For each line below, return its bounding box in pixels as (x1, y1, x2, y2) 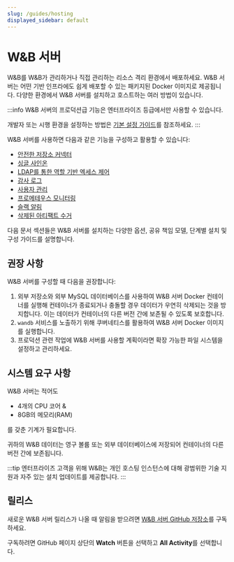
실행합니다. (24, 327, 56, 336)
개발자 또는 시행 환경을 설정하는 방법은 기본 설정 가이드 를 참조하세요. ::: (7, 120, 200, 129)
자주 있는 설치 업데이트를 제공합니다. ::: (20, 473, 126, 481)
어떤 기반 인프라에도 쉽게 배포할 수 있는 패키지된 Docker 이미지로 (20, 82, 198, 91)
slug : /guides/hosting (7, 10, 73, 17)
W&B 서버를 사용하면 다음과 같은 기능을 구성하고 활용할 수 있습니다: (7, 136, 191, 144)
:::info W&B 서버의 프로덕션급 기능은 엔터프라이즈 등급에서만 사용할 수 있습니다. (7, 106, 224, 114)
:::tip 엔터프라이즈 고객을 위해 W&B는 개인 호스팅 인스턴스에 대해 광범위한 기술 (7, 464, 220, 473)
